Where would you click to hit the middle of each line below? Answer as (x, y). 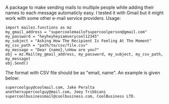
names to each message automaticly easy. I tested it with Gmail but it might (84, 13)
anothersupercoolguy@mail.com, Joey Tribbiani (56, 92)
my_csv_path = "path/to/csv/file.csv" (46, 45)
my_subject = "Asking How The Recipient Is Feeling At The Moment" (79, 41)
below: (12, 78)
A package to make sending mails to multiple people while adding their (80, 7)
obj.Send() (17, 63)
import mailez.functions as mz (39, 28)
